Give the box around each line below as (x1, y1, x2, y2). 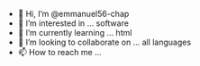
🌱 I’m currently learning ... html (17, 28, 132, 37)
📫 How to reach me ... (17, 47, 102, 57)
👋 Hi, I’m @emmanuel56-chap (17, 9, 130, 19)
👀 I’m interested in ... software (17, 18, 129, 29)
